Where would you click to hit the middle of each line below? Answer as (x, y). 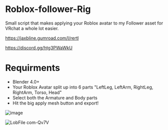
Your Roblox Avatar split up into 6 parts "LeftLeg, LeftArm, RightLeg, (83, 87)
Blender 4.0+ (26, 81)
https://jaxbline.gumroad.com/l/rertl (42, 38)
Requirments (33, 68)
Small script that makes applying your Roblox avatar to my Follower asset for (84, 23)
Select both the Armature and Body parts (55, 97)
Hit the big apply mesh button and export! (55, 103)
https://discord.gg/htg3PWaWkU (39, 47)
